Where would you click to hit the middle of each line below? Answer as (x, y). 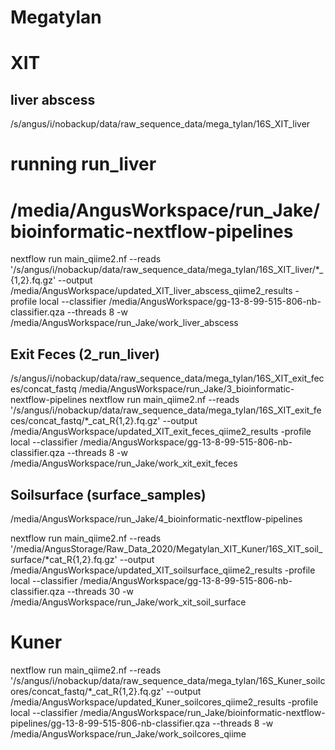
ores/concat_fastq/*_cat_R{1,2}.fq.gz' (87, 691)
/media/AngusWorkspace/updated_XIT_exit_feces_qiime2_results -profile (161, 432)
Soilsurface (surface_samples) (108, 494)
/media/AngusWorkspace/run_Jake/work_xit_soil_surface (128, 602)
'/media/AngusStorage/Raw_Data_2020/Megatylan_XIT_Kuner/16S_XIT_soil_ (166, 548)
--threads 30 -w (100, 591)
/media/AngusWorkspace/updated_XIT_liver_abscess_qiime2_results (151, 291)
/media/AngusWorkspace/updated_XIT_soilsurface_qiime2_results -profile (163, 570)
